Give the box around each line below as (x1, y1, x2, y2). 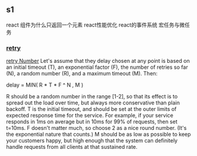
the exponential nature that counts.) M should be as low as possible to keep (6, 130, 191, 138)
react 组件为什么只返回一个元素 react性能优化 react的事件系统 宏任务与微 (6, 21, 185, 28)
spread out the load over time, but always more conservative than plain (6, 99, 180, 106)
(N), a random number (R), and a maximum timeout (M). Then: (6, 70, 158, 77)
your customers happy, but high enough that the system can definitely (6, 137, 178, 144)
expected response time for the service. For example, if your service (6, 112, 174, 119)
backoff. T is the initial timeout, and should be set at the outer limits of (6, 106, 177, 113)
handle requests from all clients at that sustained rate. (6, 144, 138, 151)
